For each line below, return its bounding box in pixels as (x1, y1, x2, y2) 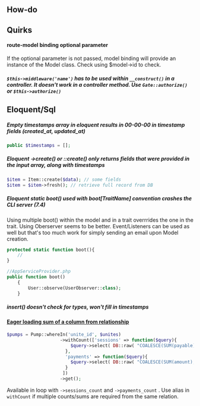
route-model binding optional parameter (7, 42, 109, 49)
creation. (7, 235, 28, 243)
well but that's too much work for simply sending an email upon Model (7, 229, 179, 236)
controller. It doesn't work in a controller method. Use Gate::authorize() (7, 81, 188, 88)
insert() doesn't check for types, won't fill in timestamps (7, 303, 149, 311)
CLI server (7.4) (7, 202, 46, 209)
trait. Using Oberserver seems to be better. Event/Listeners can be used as (7, 222, 190, 229)
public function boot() (7, 274, 66, 280)
